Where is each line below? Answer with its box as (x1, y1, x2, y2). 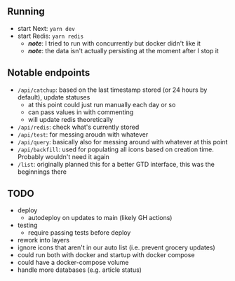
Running (7, 6, 46, 18)
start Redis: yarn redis (17, 32, 84, 40)
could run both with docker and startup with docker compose (17, 251, 195, 259)
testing (17, 221, 38, 230)
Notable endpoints (7, 67, 90, 79)
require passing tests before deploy (27, 228, 131, 237)
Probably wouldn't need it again (17, 152, 110, 160)
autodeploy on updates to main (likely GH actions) (27, 214, 173, 222)
